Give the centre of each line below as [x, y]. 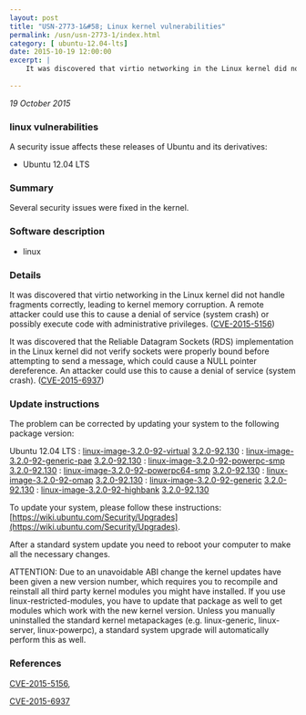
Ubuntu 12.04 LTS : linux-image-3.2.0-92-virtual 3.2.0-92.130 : [127, 451]
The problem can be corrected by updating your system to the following [144, 424]
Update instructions [55, 404]
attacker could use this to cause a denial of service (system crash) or [139, 314]
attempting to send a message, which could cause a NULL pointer [133, 360]
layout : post [34, 18]
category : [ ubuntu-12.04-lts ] [69, 43]
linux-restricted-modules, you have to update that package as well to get [146, 601]
